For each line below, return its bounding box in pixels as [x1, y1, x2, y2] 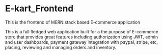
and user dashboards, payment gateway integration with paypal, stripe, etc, [5, 39, 158, 45]
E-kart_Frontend [5, 3, 74, 14]
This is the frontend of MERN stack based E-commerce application [5, 19, 140, 25]
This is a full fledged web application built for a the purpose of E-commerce [5, 28, 159, 34]
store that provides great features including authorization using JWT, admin [5, 34, 158, 40]
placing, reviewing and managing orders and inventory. [5, 44, 116, 50]
